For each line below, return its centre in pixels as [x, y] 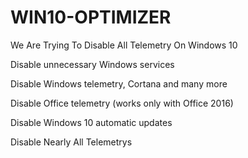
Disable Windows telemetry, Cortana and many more [119, 83]
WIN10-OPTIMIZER [91, 17]
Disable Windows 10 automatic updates [91, 122]
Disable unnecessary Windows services [92, 64]
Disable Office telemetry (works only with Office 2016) [122, 103]
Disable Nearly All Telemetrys [71, 142]
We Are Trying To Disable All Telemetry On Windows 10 [124, 45]
